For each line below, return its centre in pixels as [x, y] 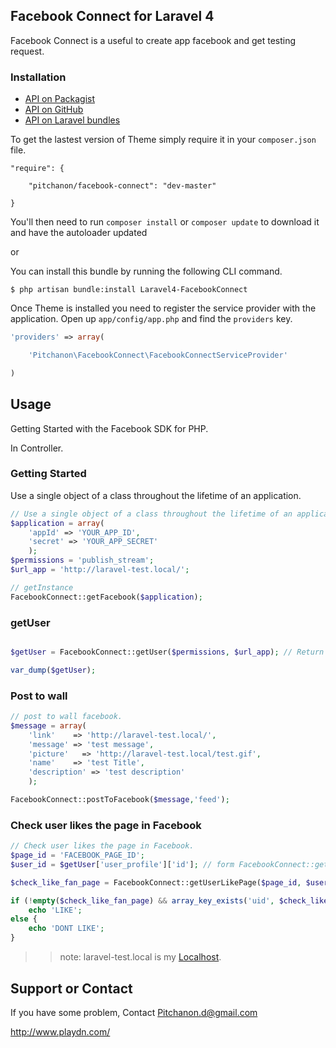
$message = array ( [48, 725]
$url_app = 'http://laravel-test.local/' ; [100, 570]
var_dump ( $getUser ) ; [53, 670]
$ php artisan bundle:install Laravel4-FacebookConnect [129, 290]
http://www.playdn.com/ [60, 1031]
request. [27, 51]
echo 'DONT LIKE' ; [66, 929]
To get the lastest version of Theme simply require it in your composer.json [163, 140]
